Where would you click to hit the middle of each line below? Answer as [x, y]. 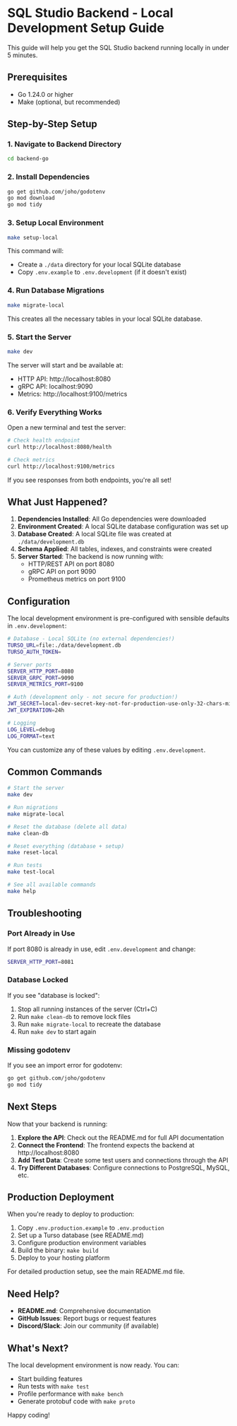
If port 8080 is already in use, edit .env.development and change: [102, 949]
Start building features [50, 1379]
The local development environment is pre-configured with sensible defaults [119, 618]
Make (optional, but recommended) [69, 102]
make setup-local [33, 237]
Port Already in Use [41, 933]
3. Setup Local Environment [56, 223]
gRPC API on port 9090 [62, 572]
